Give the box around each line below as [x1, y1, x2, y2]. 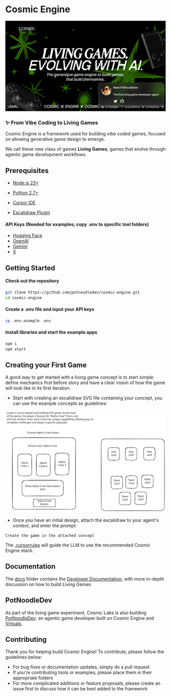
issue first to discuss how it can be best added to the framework [12, 686, 148, 692]
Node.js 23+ [12, 180, 39, 186]
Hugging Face [12, 232, 42, 238]
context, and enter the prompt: [12, 522, 77, 529]
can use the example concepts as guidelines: [12, 400, 108, 406]
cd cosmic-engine [5, 295, 42, 300]
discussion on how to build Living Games [5, 581, 92, 587]
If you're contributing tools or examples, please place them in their [12, 669, 152, 676]
